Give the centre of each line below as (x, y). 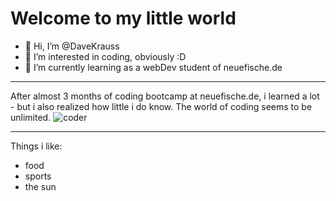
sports (38, 176)
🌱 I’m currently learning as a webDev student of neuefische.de (153, 67)
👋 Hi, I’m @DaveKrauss (72, 46)
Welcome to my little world (123, 18)
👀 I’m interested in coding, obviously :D (105, 56)
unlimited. (31, 117)
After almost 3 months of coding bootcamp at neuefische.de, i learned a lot (165, 96)
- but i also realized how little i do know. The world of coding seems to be (161, 106)
